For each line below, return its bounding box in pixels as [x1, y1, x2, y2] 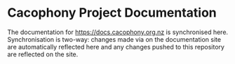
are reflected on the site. [7, 50, 79, 58]
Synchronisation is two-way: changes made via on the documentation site [7, 35, 222, 43]
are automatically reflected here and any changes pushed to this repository [7, 42, 224, 51]
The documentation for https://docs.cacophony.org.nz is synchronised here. [7, 28, 229, 36]
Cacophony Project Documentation [7, 5, 217, 21]
